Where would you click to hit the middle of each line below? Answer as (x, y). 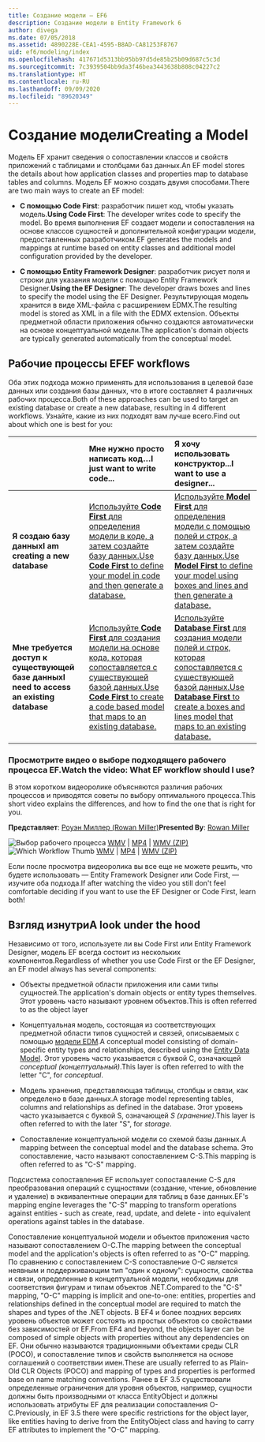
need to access (41, 687)
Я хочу (187, 444)
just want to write (122, 468)
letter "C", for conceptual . (62, 1075)
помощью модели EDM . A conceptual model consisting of (114, 1042)
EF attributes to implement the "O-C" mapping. (84, 1430)
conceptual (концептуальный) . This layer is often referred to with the (132, 1067)
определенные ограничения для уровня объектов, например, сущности (130, 1388)
